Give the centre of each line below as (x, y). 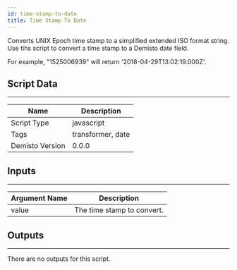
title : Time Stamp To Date (47, 20)
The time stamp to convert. (119, 210)
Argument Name (39, 198)
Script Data (32, 84)
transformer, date (101, 135)
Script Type (30, 123)
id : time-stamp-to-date (42, 14)
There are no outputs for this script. (59, 259)
